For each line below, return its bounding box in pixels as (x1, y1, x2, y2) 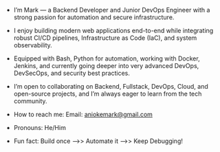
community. (13, 97, 47, 105)
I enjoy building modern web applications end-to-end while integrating (13, 27, 214, 34)
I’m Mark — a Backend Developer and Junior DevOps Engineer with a (13, 6, 210, 14)
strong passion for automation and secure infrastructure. (13, 13, 175, 21)
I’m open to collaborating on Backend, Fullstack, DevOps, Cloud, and (13, 83, 208, 90)
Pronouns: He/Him (13, 124, 67, 131)
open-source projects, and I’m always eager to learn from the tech (13, 89, 202, 98)
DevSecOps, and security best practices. (13, 69, 131, 77)
